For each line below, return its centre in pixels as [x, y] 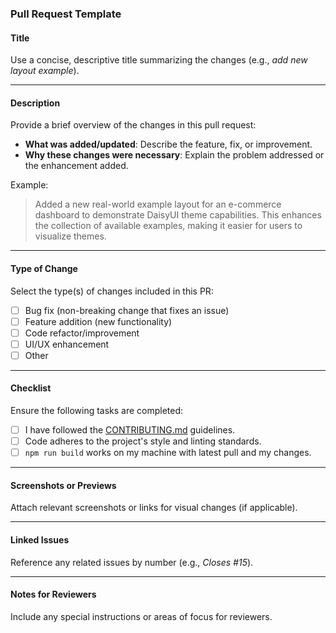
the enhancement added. [76, 166]
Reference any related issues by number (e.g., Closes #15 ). [132, 562]
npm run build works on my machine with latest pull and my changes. [168, 453]
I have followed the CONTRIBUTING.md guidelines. [130, 430]
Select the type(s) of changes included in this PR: [112, 291]
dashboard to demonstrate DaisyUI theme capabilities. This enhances [178, 215]
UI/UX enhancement [67, 344]
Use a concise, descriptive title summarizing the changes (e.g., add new [159, 60]
